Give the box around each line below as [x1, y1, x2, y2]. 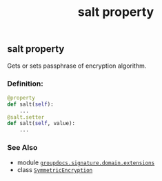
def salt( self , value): [7, 120, 76, 127]
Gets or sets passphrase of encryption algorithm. [7, 61, 147, 70]
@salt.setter [7, 113, 45, 121]
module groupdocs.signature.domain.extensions [17, 158, 155, 166]
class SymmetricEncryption [17, 166, 93, 174]
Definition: [7, 79, 43, 88]
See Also [7, 143, 38, 153]
